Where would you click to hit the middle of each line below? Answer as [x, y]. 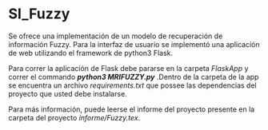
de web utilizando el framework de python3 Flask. [91, 53]
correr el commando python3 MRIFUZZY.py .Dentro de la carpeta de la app [134, 77]
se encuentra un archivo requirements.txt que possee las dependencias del [133, 85]
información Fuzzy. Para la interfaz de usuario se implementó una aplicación [134, 44]
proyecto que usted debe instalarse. [68, 93]
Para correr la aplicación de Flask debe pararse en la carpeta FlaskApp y [128, 68]
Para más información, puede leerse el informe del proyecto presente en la [132, 109]
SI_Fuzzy [39, 14]
